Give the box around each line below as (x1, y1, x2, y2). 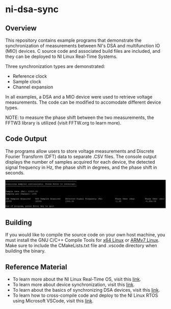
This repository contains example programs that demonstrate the (5, 37, 141, 43)
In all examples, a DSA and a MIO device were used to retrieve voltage (5, 94, 153, 100)
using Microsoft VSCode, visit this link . (12, 298, 94, 304)
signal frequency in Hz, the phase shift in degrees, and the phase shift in (5, 164, 157, 170)
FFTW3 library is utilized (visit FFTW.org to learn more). (5, 120, 122, 126)
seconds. (5, 169, 25, 176)
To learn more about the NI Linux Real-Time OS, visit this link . (12, 276, 141, 283)
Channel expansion (12, 84, 53, 90)
